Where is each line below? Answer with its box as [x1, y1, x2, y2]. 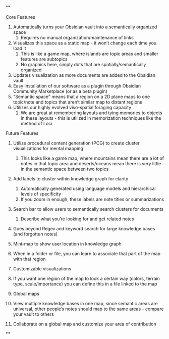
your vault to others [13, 311, 54, 317]
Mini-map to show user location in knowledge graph [13, 241, 122, 247]
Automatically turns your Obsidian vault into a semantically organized [13, 24, 157, 30]
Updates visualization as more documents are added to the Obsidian [13, 72, 156, 78]
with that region [13, 256, 46, 262]
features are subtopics [20, 56, 68, 62]
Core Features [6, 14, 36, 20]
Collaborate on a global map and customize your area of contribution [13, 321, 156, 327]
